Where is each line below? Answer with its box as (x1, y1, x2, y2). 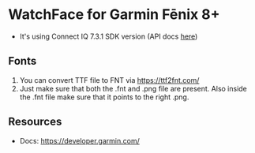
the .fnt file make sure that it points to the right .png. (19, 92, 189, 102)
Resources (8, 115, 62, 129)
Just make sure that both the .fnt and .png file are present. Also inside (19, 84, 247, 93)
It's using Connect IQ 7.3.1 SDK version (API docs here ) (19, 32, 198, 41)
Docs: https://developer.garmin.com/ (19, 136, 140, 145)
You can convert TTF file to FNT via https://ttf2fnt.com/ (19, 75, 200, 84)
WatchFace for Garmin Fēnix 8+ (8, 6, 220, 24)
